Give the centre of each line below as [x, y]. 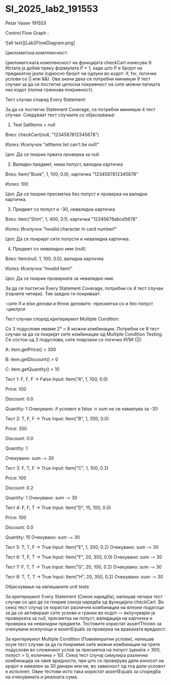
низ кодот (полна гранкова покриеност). [50, 89]
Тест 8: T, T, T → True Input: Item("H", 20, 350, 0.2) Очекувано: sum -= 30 [84, 576]
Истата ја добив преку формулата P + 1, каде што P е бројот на [74, 68]
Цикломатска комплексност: [37, 53]
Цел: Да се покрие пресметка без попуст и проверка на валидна [77, 194]
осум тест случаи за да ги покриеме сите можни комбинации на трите [83, 644]
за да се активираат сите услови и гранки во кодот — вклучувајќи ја [80, 613]
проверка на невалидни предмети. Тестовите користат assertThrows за [83, 623]
